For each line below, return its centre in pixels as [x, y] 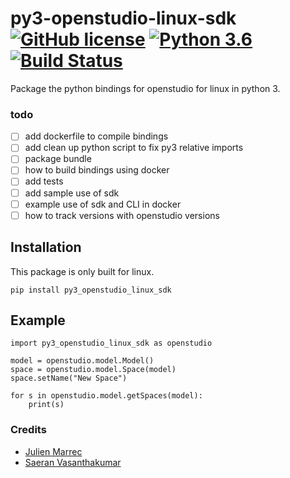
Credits [28, 430]
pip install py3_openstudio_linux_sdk [91, 290]
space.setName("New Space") [69, 378]
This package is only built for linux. [82, 271]
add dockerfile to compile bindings [96, 136]
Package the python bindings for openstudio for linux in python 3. [145, 88]
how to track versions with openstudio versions [122, 215]
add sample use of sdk [72, 193]
